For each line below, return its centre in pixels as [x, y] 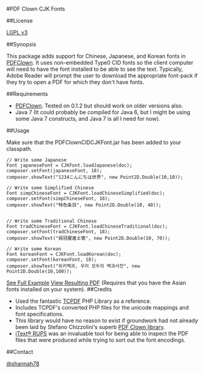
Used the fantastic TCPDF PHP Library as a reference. [83, 301]
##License [20, 20]
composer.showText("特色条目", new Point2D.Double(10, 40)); [84, 205]
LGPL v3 [17, 32]
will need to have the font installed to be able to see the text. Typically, [95, 69]
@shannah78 [23, 364]
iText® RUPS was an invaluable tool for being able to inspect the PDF [102, 333]
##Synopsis [21, 44]
